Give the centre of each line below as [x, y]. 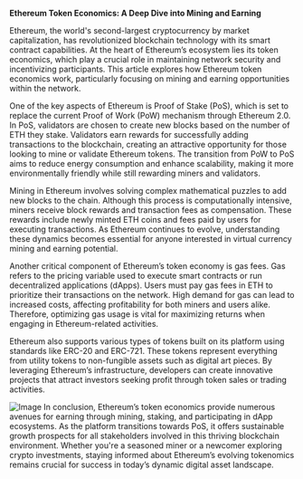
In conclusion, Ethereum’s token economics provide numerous [160, 407]
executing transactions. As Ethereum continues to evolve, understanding [145, 229]
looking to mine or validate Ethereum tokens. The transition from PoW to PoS [152, 154]
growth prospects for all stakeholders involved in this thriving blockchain [145, 436]
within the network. [45, 88]
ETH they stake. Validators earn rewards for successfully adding [129, 134]
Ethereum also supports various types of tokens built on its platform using [147, 341]
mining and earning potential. [64, 249]
